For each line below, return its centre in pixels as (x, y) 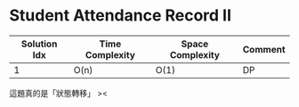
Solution (39, 44)
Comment (264, 49)
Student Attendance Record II (121, 16)
